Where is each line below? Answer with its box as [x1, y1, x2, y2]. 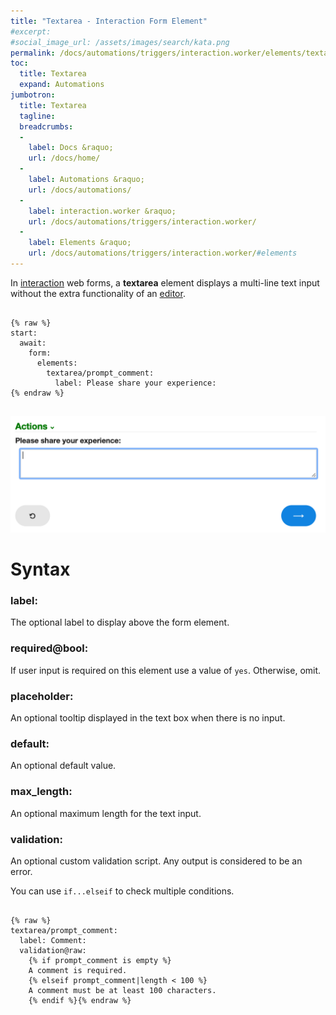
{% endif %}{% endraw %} [28, 995, 132, 1005]
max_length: [10, 785, 73, 799]
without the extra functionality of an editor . [10, 287, 186, 299]
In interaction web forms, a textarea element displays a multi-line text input [10, 276, 320, 289]
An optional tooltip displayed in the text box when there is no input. [10, 712, 286, 724]
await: [19, 338, 47, 348]
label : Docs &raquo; [28, 143, 114, 153]
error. [10, 865, 33, 877]
